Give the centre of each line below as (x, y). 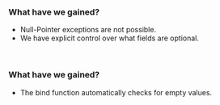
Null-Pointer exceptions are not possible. (88, 30)
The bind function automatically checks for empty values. (116, 92)
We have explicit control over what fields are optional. (110, 38)
